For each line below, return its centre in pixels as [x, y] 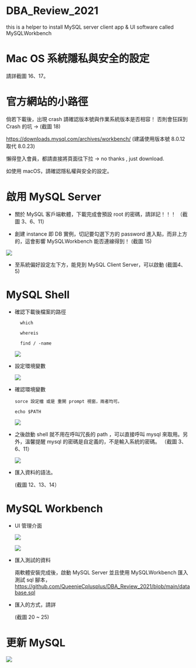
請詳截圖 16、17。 [27, 76]
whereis [30, 333]
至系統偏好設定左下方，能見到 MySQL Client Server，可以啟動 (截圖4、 [100, 264]
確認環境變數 [30, 389]
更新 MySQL [36, 643]
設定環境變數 [30, 366]
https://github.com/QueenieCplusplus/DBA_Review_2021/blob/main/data [102, 586]
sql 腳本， [38, 580]
